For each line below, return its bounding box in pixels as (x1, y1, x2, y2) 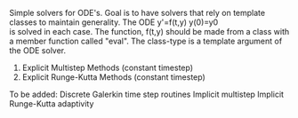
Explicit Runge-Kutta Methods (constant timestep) (21, 72, 206, 83)
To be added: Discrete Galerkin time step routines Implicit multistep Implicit (9, 89, 285, 99)
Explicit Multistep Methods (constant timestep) (21, 62, 194, 73)
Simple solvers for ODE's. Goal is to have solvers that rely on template (9, 8, 265, 18)
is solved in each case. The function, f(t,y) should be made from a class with (9, 27, 290, 36)
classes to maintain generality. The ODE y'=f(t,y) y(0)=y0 (9, 17, 219, 28)
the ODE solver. (9, 45, 67, 56)
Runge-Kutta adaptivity (9, 98, 94, 109)
